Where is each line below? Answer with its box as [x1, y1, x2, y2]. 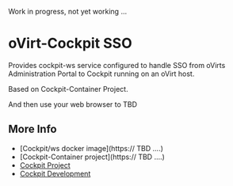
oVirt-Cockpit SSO [8, 35, 132, 52]
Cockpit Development [19, 169, 91, 178]
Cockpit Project [19, 160, 71, 169]
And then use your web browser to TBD [8, 99, 137, 109]
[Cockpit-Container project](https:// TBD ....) [19, 152, 165, 161]
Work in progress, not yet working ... [8, 7, 128, 16]
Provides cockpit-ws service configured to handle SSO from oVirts [8, 60, 226, 70]
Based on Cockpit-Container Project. [8, 84, 128, 93]
